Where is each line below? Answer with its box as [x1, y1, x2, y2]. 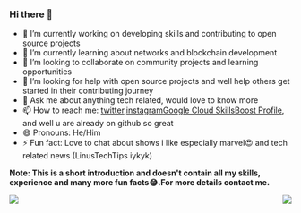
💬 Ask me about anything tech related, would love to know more [21, 95, 259, 106]
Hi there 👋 [9, 8, 54, 21]
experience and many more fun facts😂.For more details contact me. [9, 177, 271, 188]
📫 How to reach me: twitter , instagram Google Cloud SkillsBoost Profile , [21, 105, 285, 115]
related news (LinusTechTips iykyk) [21, 150, 153, 161]
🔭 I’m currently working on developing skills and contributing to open [21, 29, 277, 39]
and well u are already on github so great [21, 118, 174, 129]
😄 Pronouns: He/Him [21, 127, 101, 138]
